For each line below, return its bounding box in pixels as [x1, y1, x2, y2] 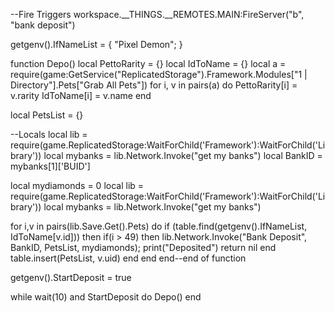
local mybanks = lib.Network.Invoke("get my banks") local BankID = [43, 150, 323, 161]
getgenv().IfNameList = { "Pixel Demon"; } [10, 39, 183, 50]
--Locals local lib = [10, 129, 88, 140]
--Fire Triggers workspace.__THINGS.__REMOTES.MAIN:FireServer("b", [10, 9, 305, 20]
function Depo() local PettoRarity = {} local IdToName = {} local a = [10, 58, 287, 69]
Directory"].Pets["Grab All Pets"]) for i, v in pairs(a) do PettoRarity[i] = [10, 79, 298, 91]
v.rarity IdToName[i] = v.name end [10, 90, 152, 101]
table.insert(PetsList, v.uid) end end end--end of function [10, 252, 247, 264]
